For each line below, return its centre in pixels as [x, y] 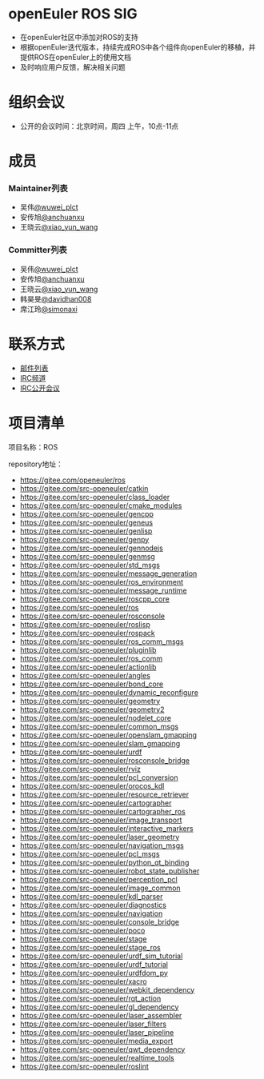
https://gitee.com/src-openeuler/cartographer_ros [102, 811]
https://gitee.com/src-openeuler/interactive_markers [106, 828]
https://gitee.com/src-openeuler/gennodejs [92, 548]
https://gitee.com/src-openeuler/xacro [83, 981]
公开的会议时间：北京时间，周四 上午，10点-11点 [99, 126]
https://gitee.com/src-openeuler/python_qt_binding [104, 862]
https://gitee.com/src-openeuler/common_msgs [99, 726]
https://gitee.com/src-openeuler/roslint [84, 1066]
